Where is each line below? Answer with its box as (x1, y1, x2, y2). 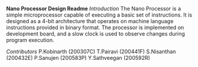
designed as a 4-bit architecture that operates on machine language (6, 18, 174, 24)
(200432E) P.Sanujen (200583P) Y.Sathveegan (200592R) (6, 55, 150, 61)
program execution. (6, 37, 55, 43)
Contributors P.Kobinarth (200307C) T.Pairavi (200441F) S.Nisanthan (6, 48, 176, 55)
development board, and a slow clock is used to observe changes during (6, 30, 185, 37)
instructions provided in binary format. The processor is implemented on (6, 24, 184, 31)
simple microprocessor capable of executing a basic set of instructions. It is (6, 11, 193, 18)
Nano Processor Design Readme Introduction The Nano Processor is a (6, 5, 181, 12)
